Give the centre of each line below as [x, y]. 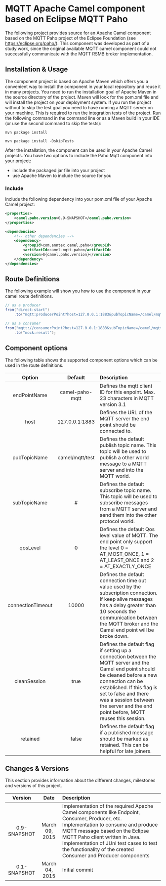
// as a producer [23, 305]
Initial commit [78, 870]
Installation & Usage [37, 69]
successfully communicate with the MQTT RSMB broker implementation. [79, 54]
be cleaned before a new [128, 675]
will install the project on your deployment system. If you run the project [78, 102]
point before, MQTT [123, 712]
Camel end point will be [127, 630]
